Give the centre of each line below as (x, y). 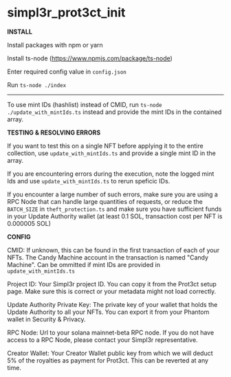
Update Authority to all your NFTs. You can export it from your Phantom (108, 312)
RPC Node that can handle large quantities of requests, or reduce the (105, 201)
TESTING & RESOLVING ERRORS (54, 133)
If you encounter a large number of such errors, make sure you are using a (113, 194)
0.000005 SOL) (29, 223)
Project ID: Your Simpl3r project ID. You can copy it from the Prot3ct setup (112, 284)
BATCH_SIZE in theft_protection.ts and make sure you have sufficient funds (114, 209)
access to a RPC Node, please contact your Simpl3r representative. (102, 340)
